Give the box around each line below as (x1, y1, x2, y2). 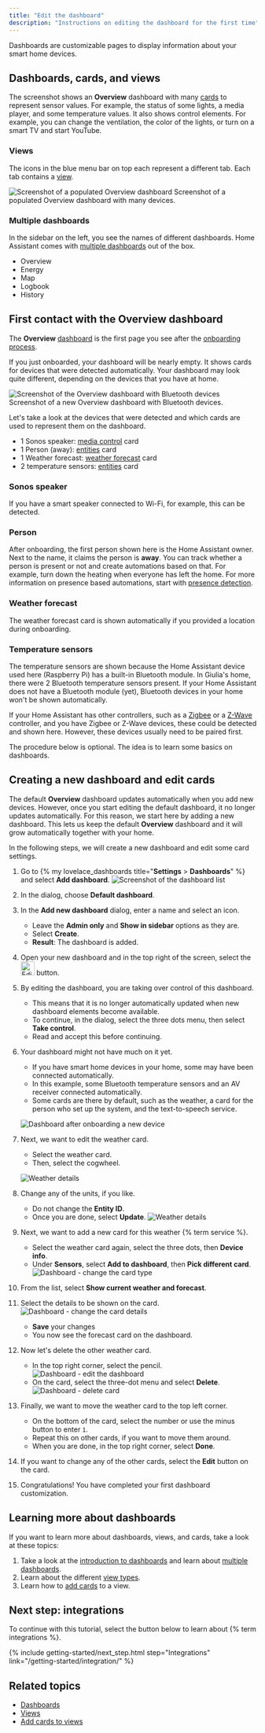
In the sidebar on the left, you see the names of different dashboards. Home (9, 233, 255, 242)
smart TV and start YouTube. (9, 126, 102, 135)
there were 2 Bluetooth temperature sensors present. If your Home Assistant (9, 678, 257, 688)
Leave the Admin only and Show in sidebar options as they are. (31, 920, 240, 930)
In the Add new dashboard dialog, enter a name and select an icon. (20, 905, 240, 915)
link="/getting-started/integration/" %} (9, 1657, 134, 1666)
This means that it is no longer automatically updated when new (31, 998, 239, 1008)
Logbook (20, 281, 50, 291)
